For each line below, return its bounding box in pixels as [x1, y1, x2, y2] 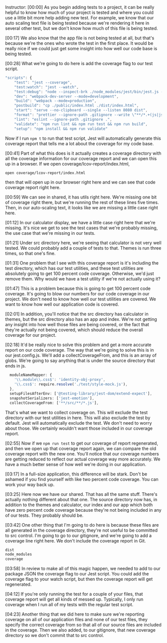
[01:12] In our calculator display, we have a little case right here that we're [5, 220, 156, 226]
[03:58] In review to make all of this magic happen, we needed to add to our [5, 565, 161, 571]
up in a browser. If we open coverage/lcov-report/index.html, [5, 161, 130, 167]
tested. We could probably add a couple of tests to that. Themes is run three [5, 245, 162, 251]
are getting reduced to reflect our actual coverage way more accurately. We [5, 456, 161, 462]
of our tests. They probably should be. [5, 512, 83, 518]
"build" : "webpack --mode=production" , [14, 98, 97, 103]
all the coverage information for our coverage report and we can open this [5, 155, 157, 161]
